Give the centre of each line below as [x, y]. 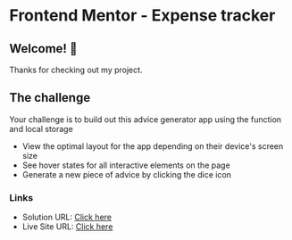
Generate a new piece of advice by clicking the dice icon [127, 174]
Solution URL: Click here [67, 217]
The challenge [50, 98]
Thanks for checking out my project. [76, 70]
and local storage [41, 128]
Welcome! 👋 [43, 49]
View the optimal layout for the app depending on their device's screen [153, 146]
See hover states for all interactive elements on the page [126, 165]
